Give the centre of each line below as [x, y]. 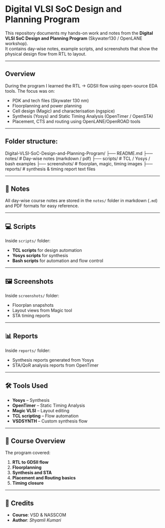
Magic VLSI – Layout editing [41, 410]
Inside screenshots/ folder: [32, 296]
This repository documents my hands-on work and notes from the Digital [79, 33]
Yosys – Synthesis [31, 400]
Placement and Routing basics [44, 478]
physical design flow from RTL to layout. [46, 54]
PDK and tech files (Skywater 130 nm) [51, 100]
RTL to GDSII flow [30, 462]
